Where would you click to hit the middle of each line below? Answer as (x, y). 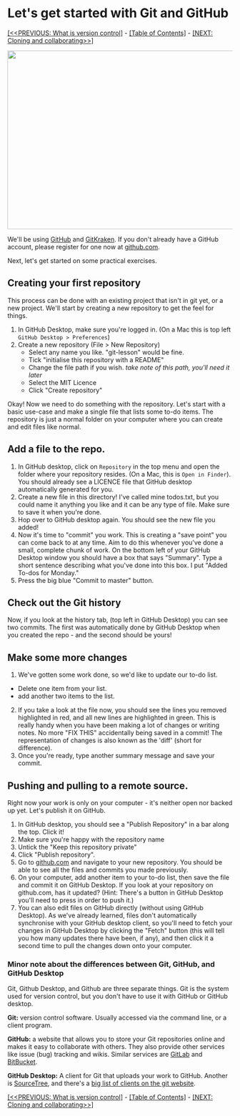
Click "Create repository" (65, 390)
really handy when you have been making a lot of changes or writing (119, 725)
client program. (30, 1025)
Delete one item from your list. (62, 689)
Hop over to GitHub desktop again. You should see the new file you (116, 519)
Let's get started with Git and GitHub (118, 13)
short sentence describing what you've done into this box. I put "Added (122, 565)
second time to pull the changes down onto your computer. (105, 946)
